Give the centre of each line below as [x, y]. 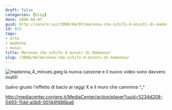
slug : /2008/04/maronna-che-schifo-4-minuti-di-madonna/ [67, 57]
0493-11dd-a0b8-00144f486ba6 [40, 102]
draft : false [19, 10]
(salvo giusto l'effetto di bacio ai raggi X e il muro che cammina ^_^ [75, 87]
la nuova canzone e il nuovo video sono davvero [114, 72]
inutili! [12, 77]
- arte [12, 39]
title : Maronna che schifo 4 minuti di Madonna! [58, 52]
